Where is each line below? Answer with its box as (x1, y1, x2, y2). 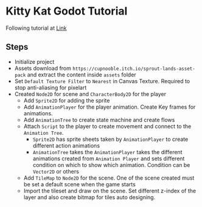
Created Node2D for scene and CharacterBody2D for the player (14, 90, 167, 98)
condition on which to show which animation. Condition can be (32, 161, 190, 168)
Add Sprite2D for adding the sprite (23, 97, 110, 104)
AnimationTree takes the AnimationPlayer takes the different (32, 148, 183, 155)
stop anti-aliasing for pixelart (14, 84, 87, 91)
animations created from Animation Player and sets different (32, 155, 185, 162)
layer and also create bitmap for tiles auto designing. (23, 193, 156, 201)
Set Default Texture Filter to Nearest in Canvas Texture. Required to (14, 77, 190, 84)
